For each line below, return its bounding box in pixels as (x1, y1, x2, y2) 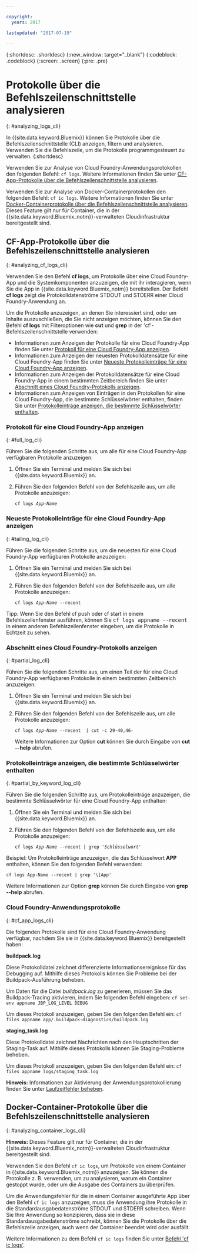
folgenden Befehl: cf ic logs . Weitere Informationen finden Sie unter (6, 194, 173, 202)
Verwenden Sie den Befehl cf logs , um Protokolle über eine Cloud (6, 273, 165, 280)
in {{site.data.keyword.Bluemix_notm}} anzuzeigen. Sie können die (6, 1169, 168, 1176)
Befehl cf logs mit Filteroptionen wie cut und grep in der (6, 322, 143, 329)
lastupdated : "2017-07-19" (6, 30, 72, 36)
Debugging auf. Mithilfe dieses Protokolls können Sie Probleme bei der (6, 970, 177, 977)
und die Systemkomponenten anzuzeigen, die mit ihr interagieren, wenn (17, 279, 192, 286)
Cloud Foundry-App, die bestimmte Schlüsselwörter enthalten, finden (14, 396, 183, 403)
